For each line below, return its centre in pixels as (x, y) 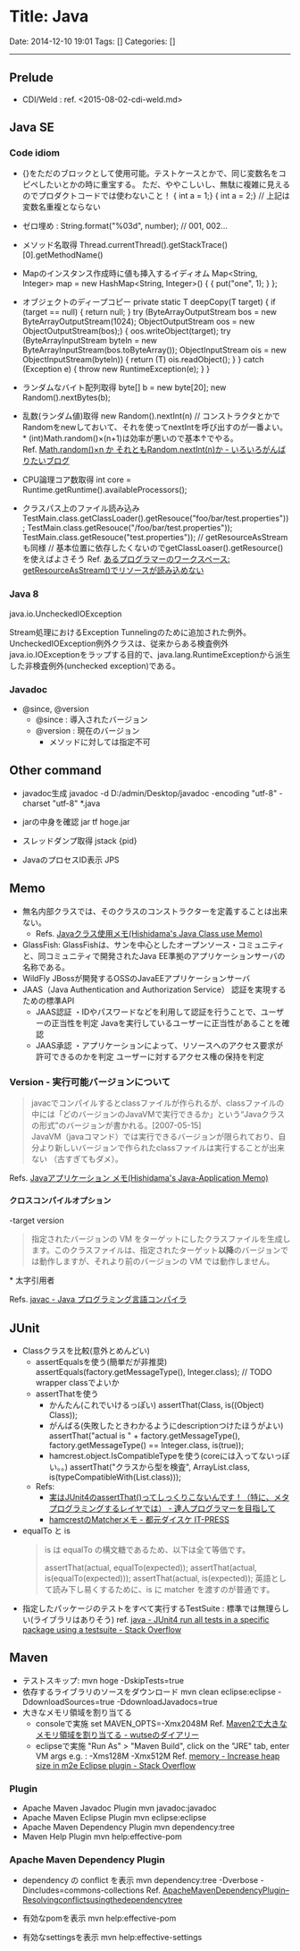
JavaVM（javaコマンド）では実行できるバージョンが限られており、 (154, 1136)
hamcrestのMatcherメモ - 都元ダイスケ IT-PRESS (139, 1519)
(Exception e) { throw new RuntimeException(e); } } (116, 369)
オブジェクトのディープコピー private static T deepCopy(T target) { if (149, 302)
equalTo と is (46, 1531)
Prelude (31, 78)
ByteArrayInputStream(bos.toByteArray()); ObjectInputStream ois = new (154, 350)
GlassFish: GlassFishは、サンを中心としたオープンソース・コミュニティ (153, 945)
